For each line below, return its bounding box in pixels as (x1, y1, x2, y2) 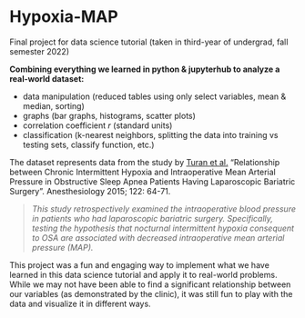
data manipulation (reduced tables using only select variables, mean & (22, 91, 287, 102)
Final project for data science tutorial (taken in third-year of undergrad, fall (9, 36, 289, 47)
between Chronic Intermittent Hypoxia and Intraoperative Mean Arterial (9, 166, 276, 177)
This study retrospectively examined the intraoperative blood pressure (31, 203, 296, 214)
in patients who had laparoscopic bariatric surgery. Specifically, (31, 213, 273, 224)
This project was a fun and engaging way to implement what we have (9, 259, 270, 270)
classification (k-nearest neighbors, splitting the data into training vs (22, 129, 279, 140)
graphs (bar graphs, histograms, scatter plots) (22, 110, 196, 121)
